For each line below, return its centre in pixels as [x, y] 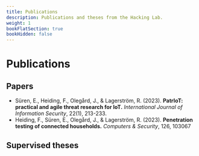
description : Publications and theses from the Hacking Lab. [85, 17]
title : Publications [32, 12]
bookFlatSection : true [35, 29]
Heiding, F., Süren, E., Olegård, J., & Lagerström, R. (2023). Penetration [104, 120]
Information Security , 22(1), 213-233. [61, 114]
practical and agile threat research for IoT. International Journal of [99, 107]
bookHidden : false [29, 34]
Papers [20, 86]
